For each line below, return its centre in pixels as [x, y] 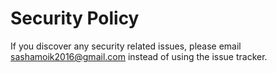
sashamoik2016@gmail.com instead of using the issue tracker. [139, 56]
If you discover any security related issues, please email [126, 46]
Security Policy [75, 18]
